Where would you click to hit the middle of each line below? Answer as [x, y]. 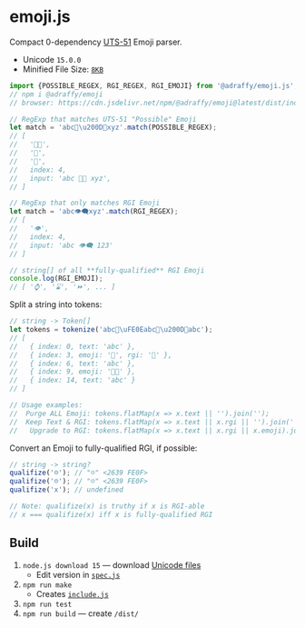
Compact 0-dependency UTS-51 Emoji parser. [96, 42]
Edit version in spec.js [78, 574]
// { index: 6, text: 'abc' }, [73, 364]
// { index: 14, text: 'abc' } [73, 380]
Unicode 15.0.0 [52, 59]
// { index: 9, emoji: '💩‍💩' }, [73, 372]
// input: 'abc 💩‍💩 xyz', [60, 178]
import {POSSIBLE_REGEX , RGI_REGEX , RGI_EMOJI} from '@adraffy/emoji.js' [152, 85]
